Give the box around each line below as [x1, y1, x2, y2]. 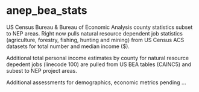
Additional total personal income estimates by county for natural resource [6, 54, 189, 61]
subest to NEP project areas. [6, 67, 77, 74]
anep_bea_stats [6, 4, 87, 17]
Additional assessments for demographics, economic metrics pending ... [6, 79, 186, 86]
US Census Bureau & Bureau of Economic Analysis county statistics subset [6, 23, 193, 31]
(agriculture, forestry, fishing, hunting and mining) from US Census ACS [6, 36, 185, 43]
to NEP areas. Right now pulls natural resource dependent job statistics [6, 29, 183, 37]
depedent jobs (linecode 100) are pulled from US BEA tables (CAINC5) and [6, 61, 192, 68]
